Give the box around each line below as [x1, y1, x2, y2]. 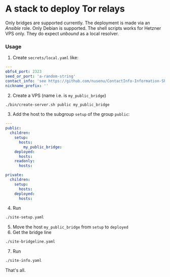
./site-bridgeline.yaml [5, 239, 56, 244]
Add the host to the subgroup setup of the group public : [12, 111, 130, 117]
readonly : [14, 159, 35, 164]
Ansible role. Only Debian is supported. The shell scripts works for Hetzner [5, 25, 161, 31]
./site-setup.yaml [5, 215, 44, 220]
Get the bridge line [12, 229, 52, 236]
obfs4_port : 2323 [5, 69, 42, 74]
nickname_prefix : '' [5, 83, 49, 88]
